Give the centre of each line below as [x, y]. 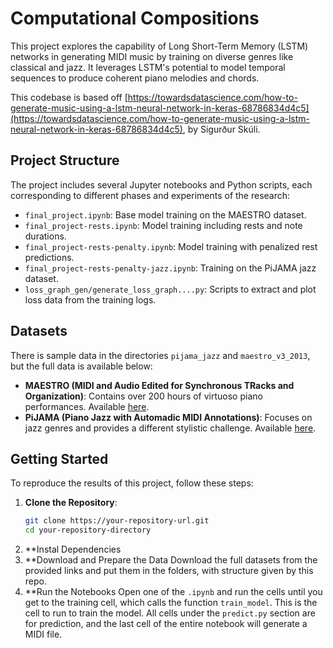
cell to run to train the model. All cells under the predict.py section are [170, 613]
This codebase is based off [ [69, 97]
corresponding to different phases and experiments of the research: [150, 195]
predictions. [49, 257]
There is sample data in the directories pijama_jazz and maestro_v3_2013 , [160, 355]
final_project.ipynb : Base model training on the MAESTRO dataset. [165, 214]
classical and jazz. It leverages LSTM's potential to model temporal [148, 67]
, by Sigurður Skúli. [221, 129]
